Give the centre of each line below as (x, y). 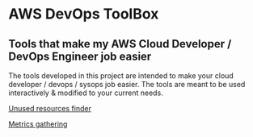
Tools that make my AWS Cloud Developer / (120, 44)
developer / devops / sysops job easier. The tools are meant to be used (127, 84)
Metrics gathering (38, 124)
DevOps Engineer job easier (80, 56)
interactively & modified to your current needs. (86, 93)
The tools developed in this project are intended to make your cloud (121, 76)
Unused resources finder (50, 108)
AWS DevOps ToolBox (84, 14)
